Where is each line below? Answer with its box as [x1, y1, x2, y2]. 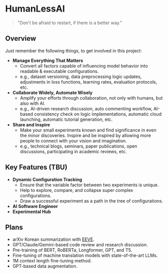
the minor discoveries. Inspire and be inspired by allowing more [20, 132, 151, 139]
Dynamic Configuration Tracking [12, 176, 83, 182]
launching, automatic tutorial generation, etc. [20, 116, 113, 122]
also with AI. [20, 100, 46, 106]
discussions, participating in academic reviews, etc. [20, 148, 127, 154]
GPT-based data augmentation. [12, 263, 78, 269]
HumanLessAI [5, 3, 65, 15]
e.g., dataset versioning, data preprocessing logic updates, [20, 74, 142, 80]
